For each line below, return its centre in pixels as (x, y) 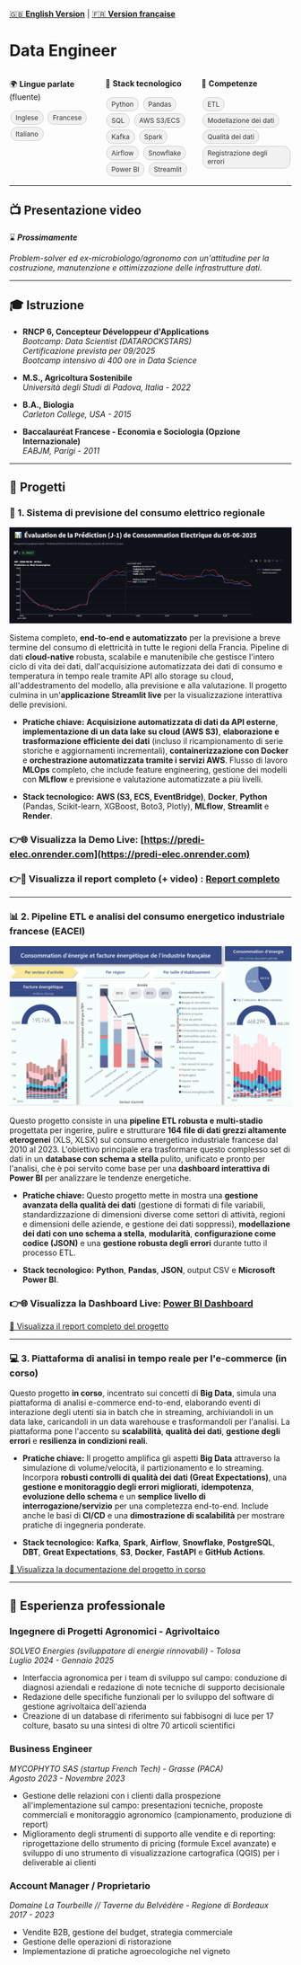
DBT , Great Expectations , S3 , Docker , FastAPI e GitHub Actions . (144, 1552)
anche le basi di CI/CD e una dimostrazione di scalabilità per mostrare (153, 1515)
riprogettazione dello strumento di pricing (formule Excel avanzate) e (149, 1843)
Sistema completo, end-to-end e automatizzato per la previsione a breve (145, 638)
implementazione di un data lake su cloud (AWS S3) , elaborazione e (150, 731)
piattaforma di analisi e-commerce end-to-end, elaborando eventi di (135, 1403)
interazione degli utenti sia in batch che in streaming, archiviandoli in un (142, 1412)
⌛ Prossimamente (43, 237)
